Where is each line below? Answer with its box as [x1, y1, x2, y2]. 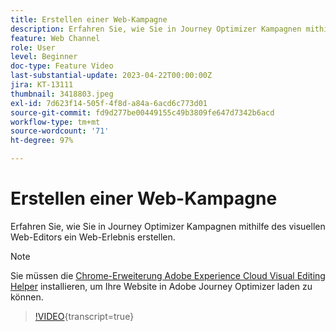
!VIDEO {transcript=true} [34, 310, 135, 322]
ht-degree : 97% [10, 136, 74, 146]
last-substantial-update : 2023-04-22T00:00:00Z [10, 71, 213, 81]
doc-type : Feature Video [10, 61, 114, 71]
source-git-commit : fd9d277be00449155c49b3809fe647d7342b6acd [10, 107, 275, 118]
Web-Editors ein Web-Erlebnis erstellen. [10, 231, 176, 243]
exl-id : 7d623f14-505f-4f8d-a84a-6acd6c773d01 [10, 98, 208, 108]
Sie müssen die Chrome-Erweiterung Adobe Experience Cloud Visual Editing [10, 269, 326, 281]
